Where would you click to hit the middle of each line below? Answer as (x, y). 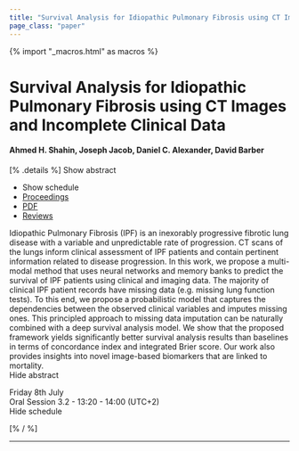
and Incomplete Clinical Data (117, 125)
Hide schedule (36, 411)
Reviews (37, 216)
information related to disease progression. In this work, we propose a (137, 261)
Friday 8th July (36, 392)
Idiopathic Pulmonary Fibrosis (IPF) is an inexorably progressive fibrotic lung (149, 233)
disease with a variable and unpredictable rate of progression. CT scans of (146, 242)
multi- (279, 261)
